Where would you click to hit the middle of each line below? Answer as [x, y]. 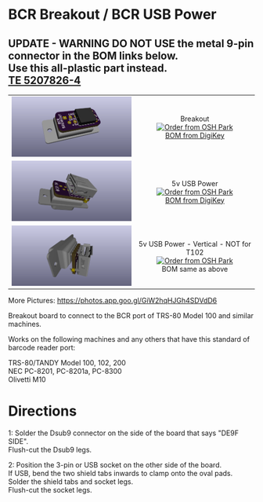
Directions [42, 411]
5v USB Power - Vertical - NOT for [195, 244]
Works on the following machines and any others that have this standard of [129, 339]
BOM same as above [195, 269]
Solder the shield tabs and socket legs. [71, 482]
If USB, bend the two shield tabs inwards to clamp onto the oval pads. [121, 474]
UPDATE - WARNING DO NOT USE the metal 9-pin [131, 44]
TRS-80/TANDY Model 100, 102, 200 [67, 363]
